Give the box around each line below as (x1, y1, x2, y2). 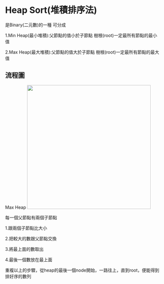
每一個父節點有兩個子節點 (5, 214, 57, 221)
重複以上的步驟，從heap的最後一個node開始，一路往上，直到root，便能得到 (5, 267, 160, 273)
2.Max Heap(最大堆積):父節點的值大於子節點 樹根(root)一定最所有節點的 (5, 49, 151, 55)
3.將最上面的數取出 (5, 246, 44, 252)
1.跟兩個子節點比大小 (5, 225, 47, 231)
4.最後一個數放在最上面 (5, 256, 53, 263)
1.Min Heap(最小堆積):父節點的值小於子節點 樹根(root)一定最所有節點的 (5, 32, 149, 38)
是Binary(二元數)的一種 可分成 (5, 22, 66, 28)
